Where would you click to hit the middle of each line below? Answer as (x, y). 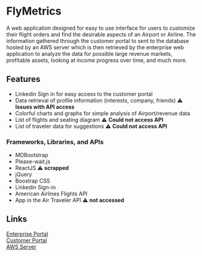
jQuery (23, 175)
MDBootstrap (31, 155)
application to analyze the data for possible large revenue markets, (89, 53)
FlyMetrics (34, 11)
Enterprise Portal (27, 234)
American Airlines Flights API (51, 194)
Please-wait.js (33, 161)
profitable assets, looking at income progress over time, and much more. (97, 60)
